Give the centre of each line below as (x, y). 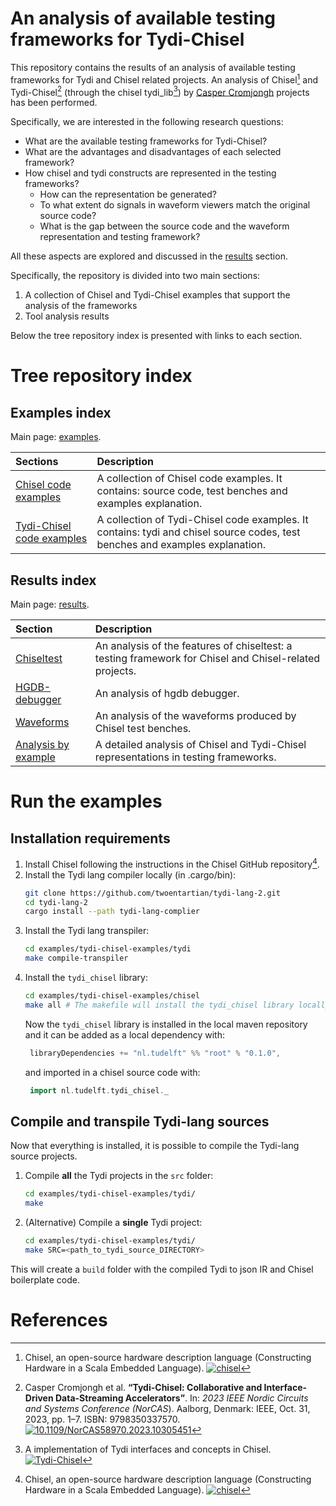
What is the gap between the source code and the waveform (164, 226)
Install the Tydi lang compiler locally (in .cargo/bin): (130, 874)
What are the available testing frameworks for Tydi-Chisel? (146, 141)
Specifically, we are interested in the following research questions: (147, 122)
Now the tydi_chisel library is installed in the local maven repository (166, 1024)
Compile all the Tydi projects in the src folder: (119, 1176)
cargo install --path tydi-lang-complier (112, 912)
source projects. (44, 1156)
